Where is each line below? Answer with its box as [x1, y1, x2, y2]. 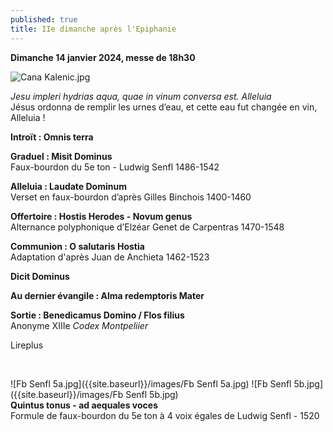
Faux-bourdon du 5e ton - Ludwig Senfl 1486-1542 [10, 161, 220, 173]
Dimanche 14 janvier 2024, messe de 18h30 [10, 51, 196, 63]
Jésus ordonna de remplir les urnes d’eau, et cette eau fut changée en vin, [10, 101, 318, 113]
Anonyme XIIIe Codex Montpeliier [10, 319, 149, 331]
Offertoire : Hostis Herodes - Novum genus [10, 210, 193, 222]
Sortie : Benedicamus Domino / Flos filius [10, 309, 185, 321]
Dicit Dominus [10, 270, 70, 282]
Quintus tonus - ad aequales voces [10, 399, 158, 411]
